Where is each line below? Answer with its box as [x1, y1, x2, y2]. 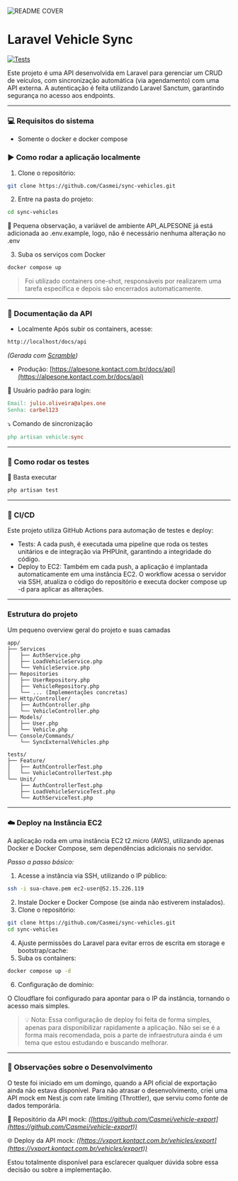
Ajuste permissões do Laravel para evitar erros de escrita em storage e [17, 939, 225, 947]
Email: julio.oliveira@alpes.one [7, 400, 106, 407]
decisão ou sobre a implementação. [7, 1165, 112, 1174]
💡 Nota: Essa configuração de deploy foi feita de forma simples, [24, 1015, 212, 1024]
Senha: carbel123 [7, 407, 59, 414]
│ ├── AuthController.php [7, 701, 91, 708]
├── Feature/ [7, 757, 46, 764]
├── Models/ [7, 713, 42, 721]
